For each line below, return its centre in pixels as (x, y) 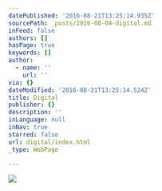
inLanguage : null (37, 120)
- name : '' (34, 68)
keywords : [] (30, 53)
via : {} (21, 82)
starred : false (34, 134)
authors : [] (28, 38)
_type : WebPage (34, 149)
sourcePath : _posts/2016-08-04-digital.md (80, 23)
